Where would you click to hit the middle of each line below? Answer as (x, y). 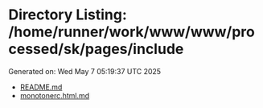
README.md (41, 87)
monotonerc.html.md (55, 95)
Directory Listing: (68, 15)
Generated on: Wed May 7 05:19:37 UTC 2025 (85, 71)
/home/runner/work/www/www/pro (131, 32)
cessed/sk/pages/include (96, 49)
